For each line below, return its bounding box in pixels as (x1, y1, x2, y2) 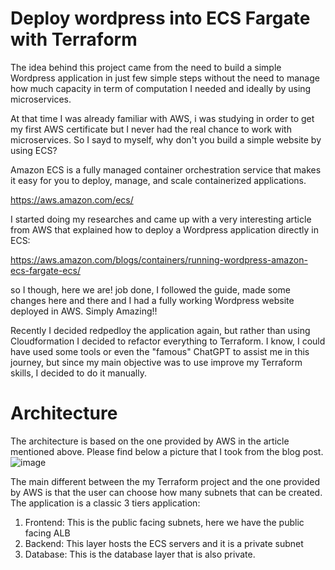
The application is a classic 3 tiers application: (10, 497, 201, 509)
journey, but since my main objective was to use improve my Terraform (10, 356, 303, 368)
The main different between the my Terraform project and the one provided (10, 475, 321, 487)
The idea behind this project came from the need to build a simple (10, 61, 282, 73)
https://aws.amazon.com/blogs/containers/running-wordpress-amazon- (10, 253, 308, 266)
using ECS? (10, 144, 58, 156)
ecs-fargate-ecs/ (10, 264, 81, 276)
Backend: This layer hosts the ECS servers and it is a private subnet (24, 537, 304, 549)
